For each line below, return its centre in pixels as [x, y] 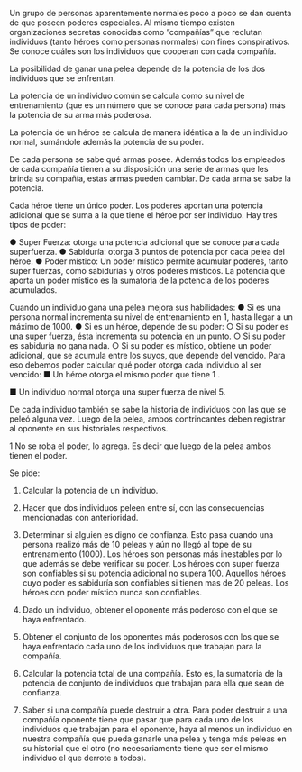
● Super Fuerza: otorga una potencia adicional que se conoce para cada [145, 242]
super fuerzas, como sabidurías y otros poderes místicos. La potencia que [147, 271]
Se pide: [25, 473]
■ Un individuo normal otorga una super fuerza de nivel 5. [118, 392]
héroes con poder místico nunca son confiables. [112, 592]
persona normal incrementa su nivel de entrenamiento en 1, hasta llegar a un [151, 317]
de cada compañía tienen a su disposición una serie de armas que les [139, 169]
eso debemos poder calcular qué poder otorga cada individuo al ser [136, 365]
